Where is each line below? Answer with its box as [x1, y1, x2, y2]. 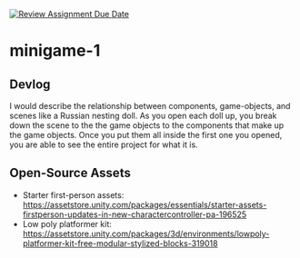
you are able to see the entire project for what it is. [9, 139, 198, 150]
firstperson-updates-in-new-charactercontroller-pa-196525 [22, 209, 247, 220]
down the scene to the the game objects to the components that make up [9, 120, 285, 131]
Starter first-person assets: [22, 189, 125, 200]
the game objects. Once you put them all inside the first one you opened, [9, 130, 283, 140]
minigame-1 [9, 41, 101, 61]
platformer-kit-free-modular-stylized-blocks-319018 [22, 237, 218, 249]
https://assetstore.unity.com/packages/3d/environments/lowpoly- [22, 228, 270, 239]
